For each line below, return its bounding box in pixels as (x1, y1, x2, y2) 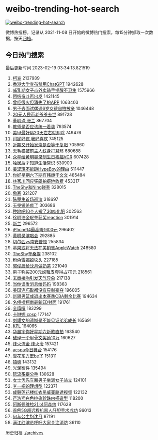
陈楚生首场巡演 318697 (12, 196, 59, 202)
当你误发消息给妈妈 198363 (12, 281, 67, 287)
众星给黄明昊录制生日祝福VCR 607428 (12, 154, 89, 159)
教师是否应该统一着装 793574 (12, 124, 72, 129)
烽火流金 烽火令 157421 (12, 341, 59, 346)
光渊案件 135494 (12, 365, 47, 371)
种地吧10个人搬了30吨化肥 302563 (12, 208, 82, 214)
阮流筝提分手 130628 (12, 371, 55, 377)
